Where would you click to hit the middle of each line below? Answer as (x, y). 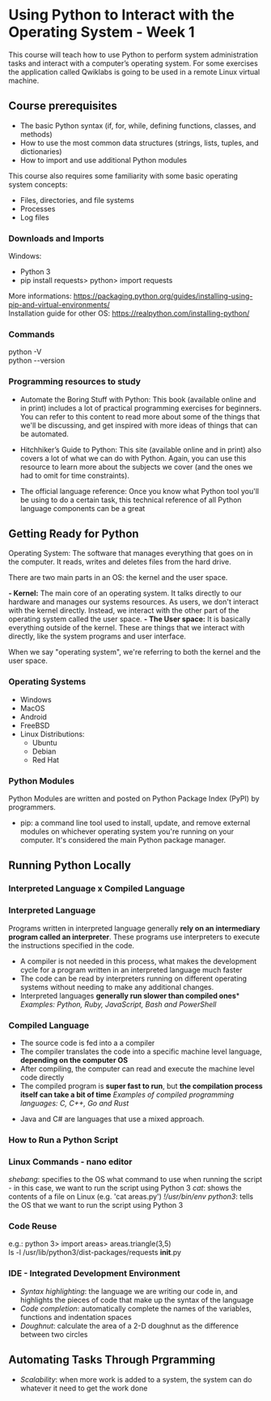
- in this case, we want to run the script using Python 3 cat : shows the (125, 1188)
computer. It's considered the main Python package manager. (123, 840)
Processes (38, 208)
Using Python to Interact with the (121, 15)
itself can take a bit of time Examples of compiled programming (127, 1094)
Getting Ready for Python (74, 534)
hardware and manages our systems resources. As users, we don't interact (133, 602)
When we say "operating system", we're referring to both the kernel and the (135, 652)
